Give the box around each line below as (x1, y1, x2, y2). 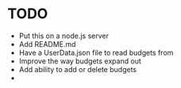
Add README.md (18, 39, 76, 48)
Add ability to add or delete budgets (18, 64, 137, 74)
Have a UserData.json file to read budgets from (18, 48, 174, 57)
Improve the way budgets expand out (18, 56, 142, 66)
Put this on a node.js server (18, 31, 109, 40)
